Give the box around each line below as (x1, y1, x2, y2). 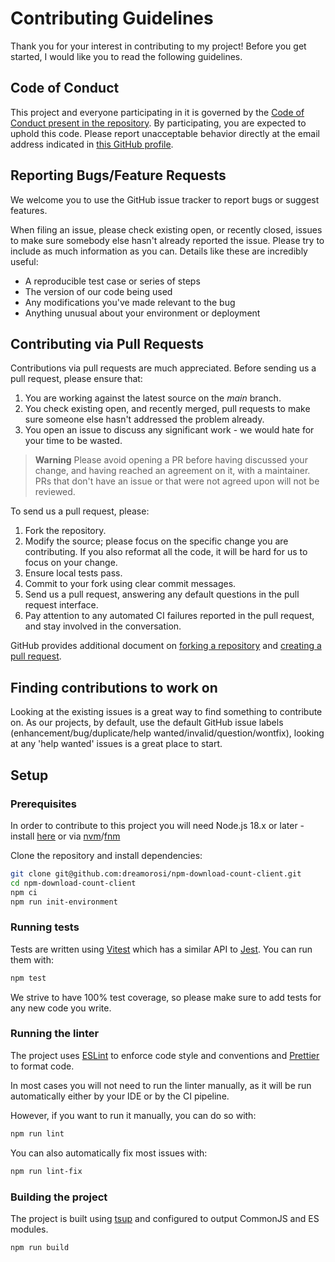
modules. (10, 1223, 49, 1235)
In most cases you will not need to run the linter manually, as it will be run (10, 1079, 312, 1091)
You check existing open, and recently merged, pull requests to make (24, 403, 311, 415)
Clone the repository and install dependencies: (10, 849, 203, 861)
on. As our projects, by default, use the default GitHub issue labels (10, 717, 284, 729)
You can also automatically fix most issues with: (10, 1147, 208, 1159)
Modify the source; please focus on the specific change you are (24, 535, 289, 547)
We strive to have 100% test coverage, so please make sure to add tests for (10, 991, 322, 1003)
